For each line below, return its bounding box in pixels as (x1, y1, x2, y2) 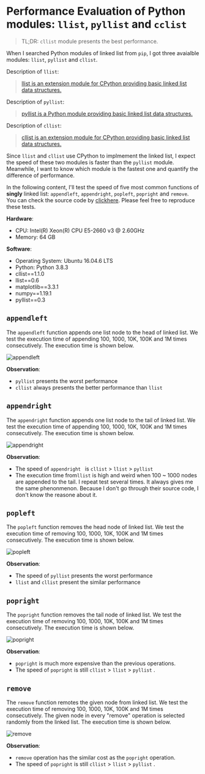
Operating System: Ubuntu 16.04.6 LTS (15, 257, 113, 264)
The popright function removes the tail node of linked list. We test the (6, 611, 182, 618)
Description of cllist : (6, 121, 62, 129)
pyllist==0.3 (15, 296, 46, 303)
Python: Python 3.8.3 (15, 264, 69, 271)
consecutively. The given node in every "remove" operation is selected (6, 712, 185, 719)
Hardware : (6, 214, 34, 222)
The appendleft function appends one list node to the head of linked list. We (6, 328, 198, 336)
